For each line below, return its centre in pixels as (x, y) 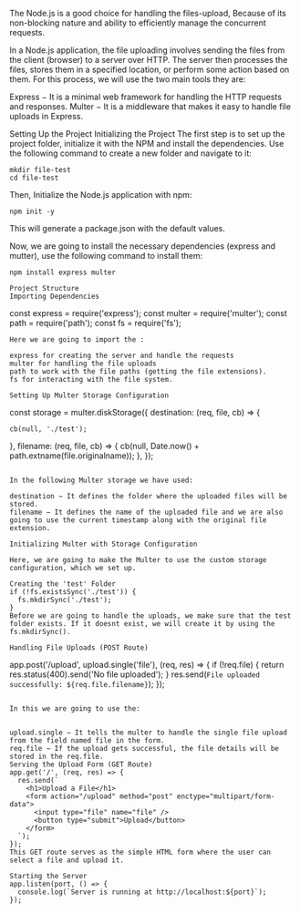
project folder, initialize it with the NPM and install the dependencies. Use (147, 144)
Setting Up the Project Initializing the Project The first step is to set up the (147, 134)
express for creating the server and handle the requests (122, 355)
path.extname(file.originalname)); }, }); (82, 456)
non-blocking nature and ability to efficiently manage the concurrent (138, 23)
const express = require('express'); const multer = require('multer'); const (148, 313)
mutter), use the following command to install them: (106, 256)
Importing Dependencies (55, 296)
